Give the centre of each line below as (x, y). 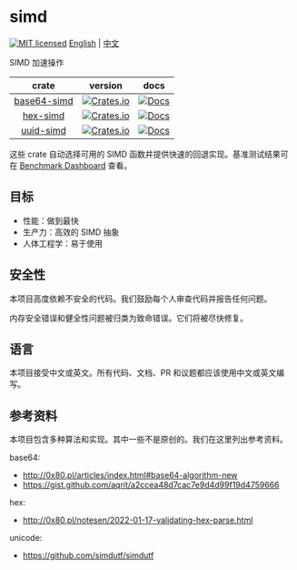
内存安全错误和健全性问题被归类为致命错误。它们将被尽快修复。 (129, 318)
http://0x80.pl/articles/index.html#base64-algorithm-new (130, 475)
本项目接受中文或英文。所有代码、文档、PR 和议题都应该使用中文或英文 (143, 373)
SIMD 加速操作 (37, 62)
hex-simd (44, 116)
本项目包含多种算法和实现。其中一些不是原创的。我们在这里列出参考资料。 (148, 440)
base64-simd (44, 100)
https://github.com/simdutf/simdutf (88, 555)
